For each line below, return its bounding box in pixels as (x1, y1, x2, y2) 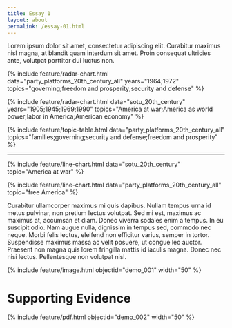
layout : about (7, 17, 48, 23)
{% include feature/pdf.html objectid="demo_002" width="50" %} (7, 313, 195, 321)
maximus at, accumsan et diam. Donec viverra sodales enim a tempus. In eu (7, 216, 224, 225)
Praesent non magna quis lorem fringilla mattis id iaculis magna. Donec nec (7, 245, 222, 254)
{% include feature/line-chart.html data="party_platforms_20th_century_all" (7, 181, 222, 189)
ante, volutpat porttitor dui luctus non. (7, 57, 115, 65)
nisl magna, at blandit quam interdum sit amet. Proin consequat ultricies (7, 49, 211, 57)
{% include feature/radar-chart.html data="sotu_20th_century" (7, 98, 186, 106)
